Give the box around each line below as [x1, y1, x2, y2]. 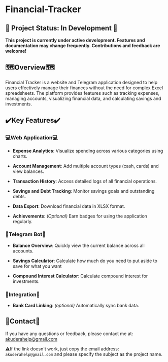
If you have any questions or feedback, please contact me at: [5, 331, 133, 337]
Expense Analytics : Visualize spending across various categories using [12, 148, 163, 154]
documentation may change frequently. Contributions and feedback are [5, 43, 160, 49]
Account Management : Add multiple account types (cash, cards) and [12, 163, 159, 169]
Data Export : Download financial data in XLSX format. [12, 203, 125, 209]
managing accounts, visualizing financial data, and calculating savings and [5, 95, 161, 101]
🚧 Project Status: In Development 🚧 [5, 24, 118, 32]
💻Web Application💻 [5, 134, 58, 141]
